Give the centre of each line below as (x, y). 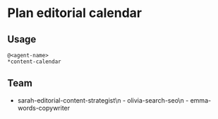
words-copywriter (44, 108)
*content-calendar (34, 62)
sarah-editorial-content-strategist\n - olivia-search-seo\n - (103, 100)
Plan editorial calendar (75, 13)
